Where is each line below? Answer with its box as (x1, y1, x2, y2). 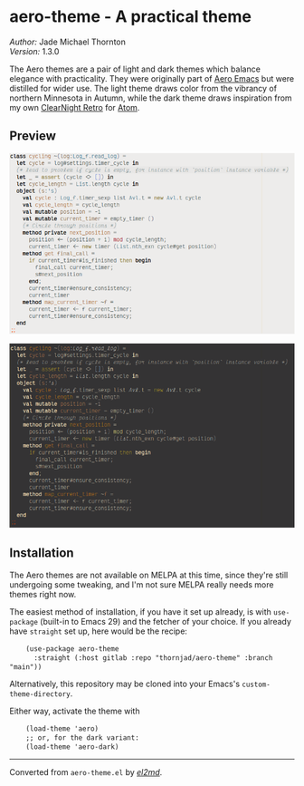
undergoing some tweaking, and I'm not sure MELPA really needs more (9, 578, 274, 590)
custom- (242, 680, 271, 689)
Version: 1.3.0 (9, 45, 60, 56)
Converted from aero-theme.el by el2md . (9, 766, 163, 777)
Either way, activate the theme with (9, 705, 140, 716)
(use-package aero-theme (25, 644, 119, 654)
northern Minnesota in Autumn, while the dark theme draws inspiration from (9, 92, 292, 103)
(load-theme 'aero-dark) (25, 742, 119, 752)
